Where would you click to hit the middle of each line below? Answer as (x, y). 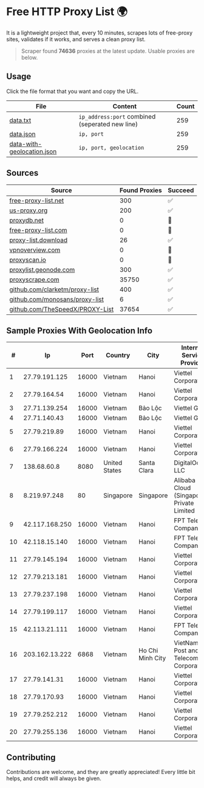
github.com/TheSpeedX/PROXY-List (62, 309)
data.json (22, 134)
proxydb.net (27, 220)
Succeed (181, 190)
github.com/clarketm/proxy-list (54, 289)
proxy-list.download (39, 240)
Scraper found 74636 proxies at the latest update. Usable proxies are (108, 51)
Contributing (31, 757)
